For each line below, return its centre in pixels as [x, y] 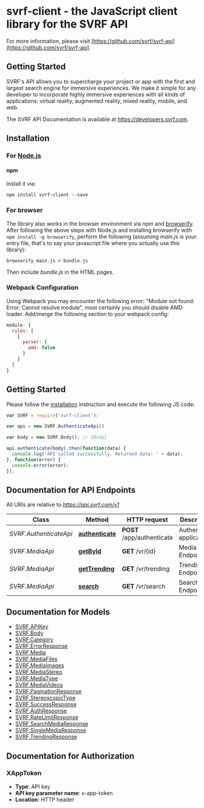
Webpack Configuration [42, 288]
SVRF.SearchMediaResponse [52, 724]
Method [97, 520]
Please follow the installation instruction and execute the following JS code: [101, 404]
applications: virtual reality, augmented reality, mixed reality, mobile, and [97, 101]
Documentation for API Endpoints [71, 490]
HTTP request [147, 520]
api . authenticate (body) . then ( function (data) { [66, 449]
